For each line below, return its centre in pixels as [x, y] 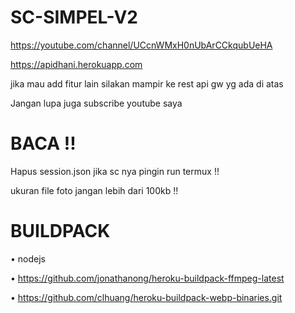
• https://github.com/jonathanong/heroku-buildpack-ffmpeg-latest [147, 278]
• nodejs [28, 258]
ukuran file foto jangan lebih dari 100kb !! [94, 190]
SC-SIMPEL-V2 [74, 17]
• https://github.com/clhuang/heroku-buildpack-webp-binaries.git [146, 297]
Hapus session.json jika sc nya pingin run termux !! [115, 171]
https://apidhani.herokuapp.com [76, 64]
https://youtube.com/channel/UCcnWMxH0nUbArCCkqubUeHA [141, 45]
